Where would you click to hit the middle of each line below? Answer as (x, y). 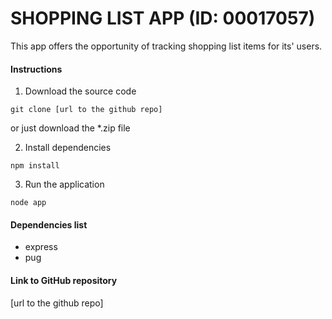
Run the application (64, 184)
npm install (35, 166)
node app (28, 203)
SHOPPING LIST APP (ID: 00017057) (163, 18)
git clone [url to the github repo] (86, 110)
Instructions (36, 69)
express (41, 247)
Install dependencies (68, 148)
